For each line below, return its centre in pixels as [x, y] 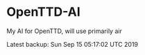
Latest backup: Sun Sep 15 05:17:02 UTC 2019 [72, 44]
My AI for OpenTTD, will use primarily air [64, 31]
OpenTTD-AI [43, 12]
